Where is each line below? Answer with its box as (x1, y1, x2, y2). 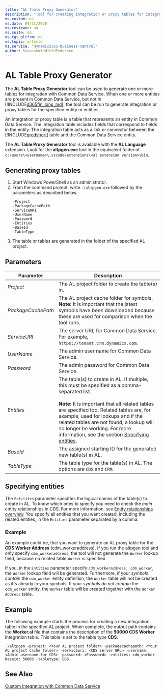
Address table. (5, 591, 33, 597)
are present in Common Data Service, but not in (5, 96, 102, 102)
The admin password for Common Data (58, 362, 150, 369)
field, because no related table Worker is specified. (5, 556, 107, 562)
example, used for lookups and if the (58, 413, 143, 420)
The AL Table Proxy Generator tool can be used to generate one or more (5, 86, 153, 92)
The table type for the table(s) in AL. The (58, 460, 152, 467)
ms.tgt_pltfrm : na (5, 35, 43, 40)
